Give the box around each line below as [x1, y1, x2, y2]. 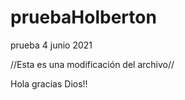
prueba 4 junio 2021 [10, 39, 93, 51]
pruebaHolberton [10, 6, 157, 29]
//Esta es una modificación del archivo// [10, 58, 175, 70]
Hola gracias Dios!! [10, 77, 88, 90]
